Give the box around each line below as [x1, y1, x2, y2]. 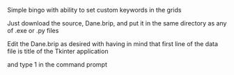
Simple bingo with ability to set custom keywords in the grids [7, 6, 182, 14]
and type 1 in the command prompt [7, 61, 108, 68]
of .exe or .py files [7, 27, 59, 34]
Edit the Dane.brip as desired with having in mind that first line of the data [7, 40, 218, 47]
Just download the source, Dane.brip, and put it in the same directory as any [7, 19, 227, 27]
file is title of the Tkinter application [7, 47, 109, 55]
